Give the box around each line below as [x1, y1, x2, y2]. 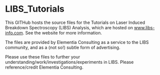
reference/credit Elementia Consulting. [5, 64, 84, 70]
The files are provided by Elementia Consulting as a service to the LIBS [5, 39, 149, 45]
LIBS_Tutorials [5, 3, 65, 15]
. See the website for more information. [23, 30, 102, 36]
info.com [5, 30, 23, 36]
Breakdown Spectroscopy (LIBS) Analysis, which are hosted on [5, 24, 133, 30]
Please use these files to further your [5, 54, 80, 59]
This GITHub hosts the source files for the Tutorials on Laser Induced [5, 19, 145, 25]
